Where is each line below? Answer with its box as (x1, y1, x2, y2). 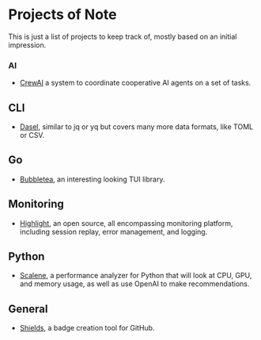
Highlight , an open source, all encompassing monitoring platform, (19, 218, 233, 227)
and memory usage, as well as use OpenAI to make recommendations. (19, 279, 250, 288)
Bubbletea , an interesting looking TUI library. (19, 174, 165, 184)
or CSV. (19, 131, 45, 140)
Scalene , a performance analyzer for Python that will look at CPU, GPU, (19, 271, 252, 281)
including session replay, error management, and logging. (19, 227, 208, 236)
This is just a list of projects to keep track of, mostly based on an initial (8, 32, 237, 41)
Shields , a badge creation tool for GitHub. (19, 323, 155, 333)
